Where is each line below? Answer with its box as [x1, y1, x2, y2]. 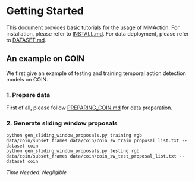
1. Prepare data [6, 90, 51, 99]
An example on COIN [6, 54, 85, 64]
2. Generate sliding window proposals [6, 119, 118, 127]
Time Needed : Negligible [6, 169, 67, 176]
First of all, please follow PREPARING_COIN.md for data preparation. [6, 104, 173, 111]
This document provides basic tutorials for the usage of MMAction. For [6, 24, 180, 31]
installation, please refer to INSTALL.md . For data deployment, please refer [6, 30, 189, 37]
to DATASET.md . [6, 36, 46, 43]
